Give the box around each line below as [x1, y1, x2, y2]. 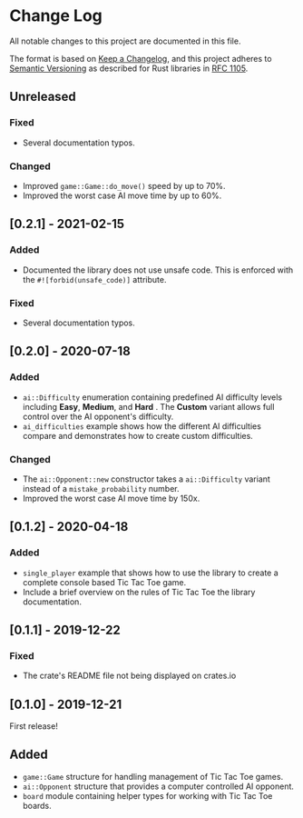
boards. [22, 800, 52, 811]
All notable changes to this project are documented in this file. [9, 35, 241, 46]
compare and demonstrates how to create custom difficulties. [22, 430, 254, 441]
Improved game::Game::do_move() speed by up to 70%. [22, 180, 226, 191]
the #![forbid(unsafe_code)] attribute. [22, 274, 167, 284]
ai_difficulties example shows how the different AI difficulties [22, 420, 261, 432]
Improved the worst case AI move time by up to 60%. [22, 190, 222, 201]
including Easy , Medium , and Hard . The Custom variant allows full [22, 401, 275, 412]
